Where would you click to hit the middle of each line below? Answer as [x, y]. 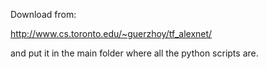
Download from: [43, 14]
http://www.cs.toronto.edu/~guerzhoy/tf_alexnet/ [111, 33]
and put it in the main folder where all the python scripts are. [134, 53]
